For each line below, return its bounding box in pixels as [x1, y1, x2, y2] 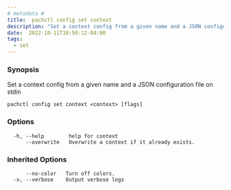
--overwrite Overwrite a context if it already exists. [25, 138, 195, 145]
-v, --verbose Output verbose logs [13, 176, 125, 183]
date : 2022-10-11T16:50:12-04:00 [7, 29, 107, 36]
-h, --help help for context [13, 132, 118, 140]
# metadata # [7, 10, 45, 17]
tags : [7, 36, 23, 43]
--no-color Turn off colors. [25, 170, 115, 177]
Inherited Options [7, 154, 67, 164]
